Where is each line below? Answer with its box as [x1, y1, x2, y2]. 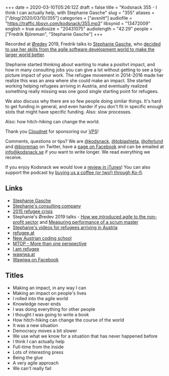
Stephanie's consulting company [12, 203, 81, 209]
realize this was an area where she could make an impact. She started [5, 78, 151, 83]
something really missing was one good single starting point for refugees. [5, 88, 159, 94]
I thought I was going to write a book [12, 311, 90, 317]
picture [5, 72, 20, 78]
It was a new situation [12, 322, 58, 328]
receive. [5, 154, 22, 160]
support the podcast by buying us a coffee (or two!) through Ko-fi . [5, 169, 143, 175]
